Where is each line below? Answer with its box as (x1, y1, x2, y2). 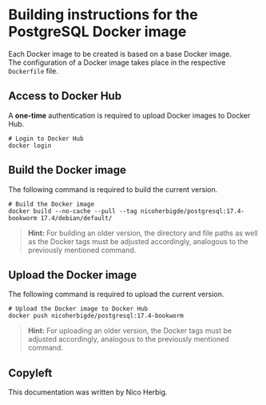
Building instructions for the (8, 6, 198, 24)
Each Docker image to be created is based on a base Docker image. (8, 49, 232, 58)
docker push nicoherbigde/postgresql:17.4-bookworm (8, 312, 184, 320)
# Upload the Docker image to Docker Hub (8, 305, 149, 313)
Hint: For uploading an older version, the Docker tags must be (27, 326, 232, 335)
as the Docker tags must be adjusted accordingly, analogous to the (27, 236, 249, 246)
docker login (8, 142, 52, 150)
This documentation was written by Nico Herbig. (8, 387, 168, 397)
